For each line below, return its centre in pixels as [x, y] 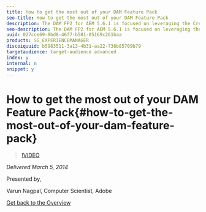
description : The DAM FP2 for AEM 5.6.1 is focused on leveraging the [98, 23]
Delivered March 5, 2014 [37, 167]
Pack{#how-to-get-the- [111, 112]
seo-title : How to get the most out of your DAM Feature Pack [87, 18]
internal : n [21, 63]
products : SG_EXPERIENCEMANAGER [48, 40]
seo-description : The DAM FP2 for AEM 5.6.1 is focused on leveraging [98, 29]
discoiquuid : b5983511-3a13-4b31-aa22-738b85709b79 [74, 47]
